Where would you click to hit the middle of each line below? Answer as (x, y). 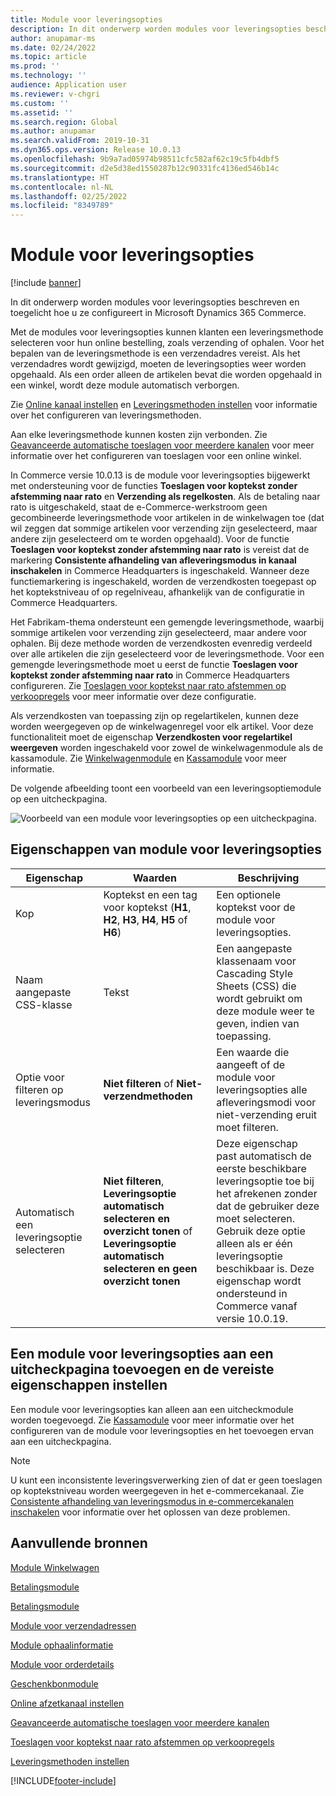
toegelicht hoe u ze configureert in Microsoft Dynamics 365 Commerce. (158, 313)
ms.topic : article (48, 57)
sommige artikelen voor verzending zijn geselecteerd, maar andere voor (159, 633)
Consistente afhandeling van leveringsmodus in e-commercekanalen (152, 1501)
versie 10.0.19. (252, 1318)
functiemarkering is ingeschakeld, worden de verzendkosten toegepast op (163, 582)
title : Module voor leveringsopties (86, 19)
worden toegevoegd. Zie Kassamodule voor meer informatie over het (152, 1420)
